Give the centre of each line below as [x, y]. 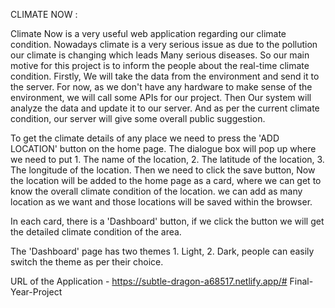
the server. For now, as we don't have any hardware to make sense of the [161, 87]
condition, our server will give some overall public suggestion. [138, 118]
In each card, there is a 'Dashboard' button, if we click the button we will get [167, 221]
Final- [301, 281]
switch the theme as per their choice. [87, 262]
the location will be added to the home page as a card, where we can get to [166, 180]
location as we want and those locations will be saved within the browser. [161, 202]
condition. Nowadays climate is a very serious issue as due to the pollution [164, 44]
